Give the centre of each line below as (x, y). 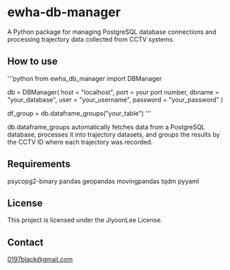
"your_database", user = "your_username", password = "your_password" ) (115, 99)
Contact (25, 242)
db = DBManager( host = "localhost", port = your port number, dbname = (114, 92)
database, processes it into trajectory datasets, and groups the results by (114, 134)
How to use (32, 62)
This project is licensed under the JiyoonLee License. (85, 220)
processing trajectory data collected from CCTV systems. (91, 39)
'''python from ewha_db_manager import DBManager (85, 78)
